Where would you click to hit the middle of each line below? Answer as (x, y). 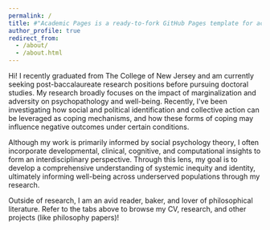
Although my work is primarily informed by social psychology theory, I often (134, 142)
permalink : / (30, 16)
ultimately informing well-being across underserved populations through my (134, 176)
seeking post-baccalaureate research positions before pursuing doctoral (129, 84)
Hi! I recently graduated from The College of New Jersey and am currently (131, 76)
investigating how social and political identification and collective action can (134, 110)
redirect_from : (34, 38)
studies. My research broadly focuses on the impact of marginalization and (133, 93)
